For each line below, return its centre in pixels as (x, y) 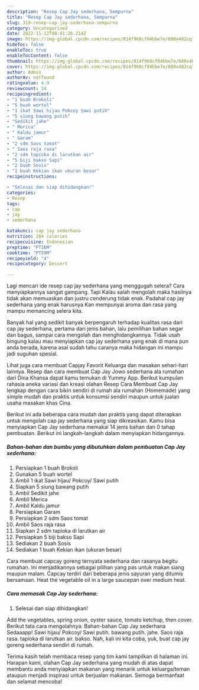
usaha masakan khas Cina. (39, 403)
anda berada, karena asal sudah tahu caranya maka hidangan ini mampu (95, 348)
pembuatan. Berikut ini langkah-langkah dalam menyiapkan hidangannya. (96, 433)
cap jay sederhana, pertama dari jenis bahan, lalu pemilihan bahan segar (95, 329)
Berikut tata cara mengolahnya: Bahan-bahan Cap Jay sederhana (86, 626)
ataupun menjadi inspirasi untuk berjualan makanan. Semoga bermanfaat (96, 675)
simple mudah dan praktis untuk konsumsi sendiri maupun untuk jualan (93, 397)
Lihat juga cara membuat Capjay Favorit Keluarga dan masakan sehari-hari (97, 365)
